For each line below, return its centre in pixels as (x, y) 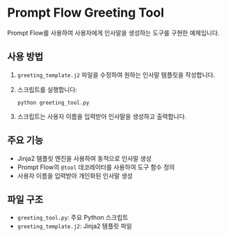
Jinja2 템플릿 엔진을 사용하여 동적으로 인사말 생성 (84, 158)
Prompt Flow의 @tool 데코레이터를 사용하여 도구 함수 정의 (96, 167)
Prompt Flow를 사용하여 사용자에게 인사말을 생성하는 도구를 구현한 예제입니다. (114, 33)
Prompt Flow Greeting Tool (86, 13)
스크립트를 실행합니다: (47, 89)
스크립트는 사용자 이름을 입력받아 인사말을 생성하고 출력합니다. (102, 116)
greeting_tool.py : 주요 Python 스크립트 (73, 218)
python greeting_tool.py (53, 103)
